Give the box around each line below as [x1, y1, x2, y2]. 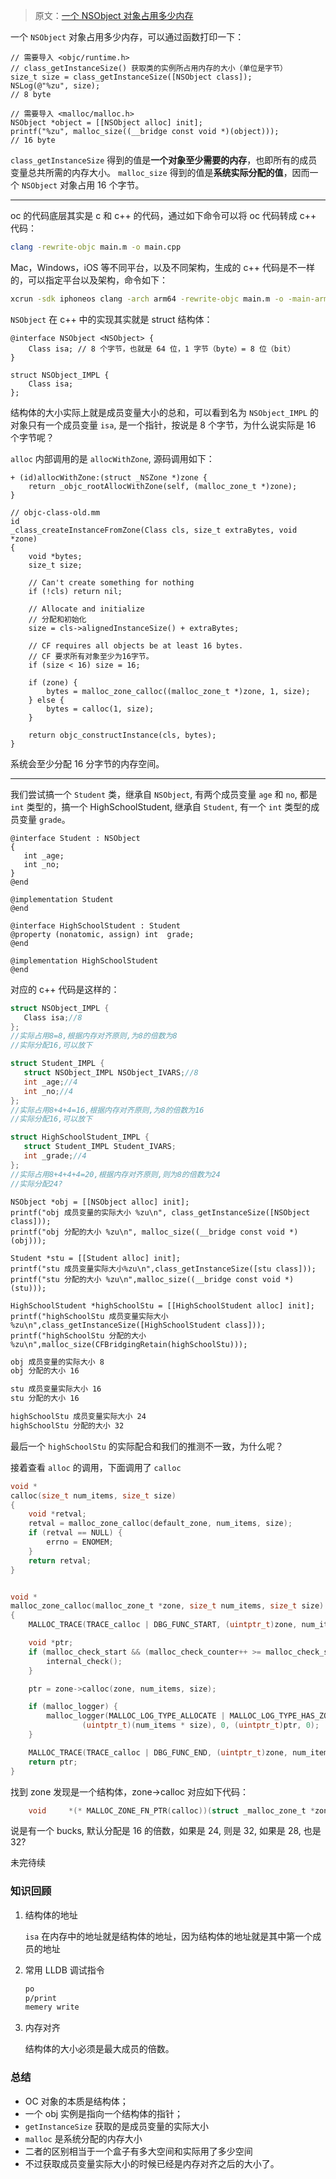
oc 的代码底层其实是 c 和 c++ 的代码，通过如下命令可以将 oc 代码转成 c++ [10, 210, 317, 221]
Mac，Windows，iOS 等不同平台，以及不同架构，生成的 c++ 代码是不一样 [10, 261, 315, 273]
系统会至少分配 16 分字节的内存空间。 [10, 757, 165, 769]
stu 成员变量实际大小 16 [10, 1384, 102, 1394]
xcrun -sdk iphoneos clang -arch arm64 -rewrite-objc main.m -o [10, 294, 284, 304]
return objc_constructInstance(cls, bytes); [28, 730, 217, 740]
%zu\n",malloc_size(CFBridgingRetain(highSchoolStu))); [10, 1339, 248, 1349]
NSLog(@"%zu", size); [10, 81, 101, 91]
